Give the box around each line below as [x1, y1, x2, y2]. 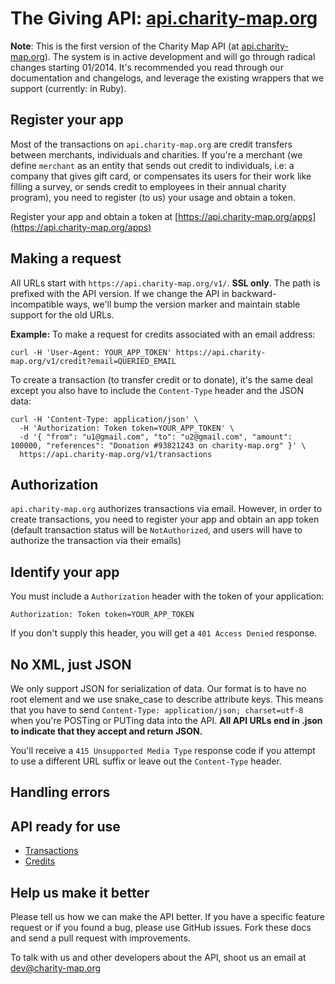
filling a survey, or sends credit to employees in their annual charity [10, 180, 287, 192]
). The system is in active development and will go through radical [44, 50, 316, 62]
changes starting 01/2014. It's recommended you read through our [10, 61, 284, 73]
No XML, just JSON [10, 656, 132, 673]
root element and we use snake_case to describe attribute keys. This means [10, 693, 324, 705]
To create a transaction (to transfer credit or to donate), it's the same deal [10, 373, 313, 386]
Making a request [10, 250, 122, 267]
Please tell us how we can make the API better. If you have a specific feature [10, 911, 325, 923]
